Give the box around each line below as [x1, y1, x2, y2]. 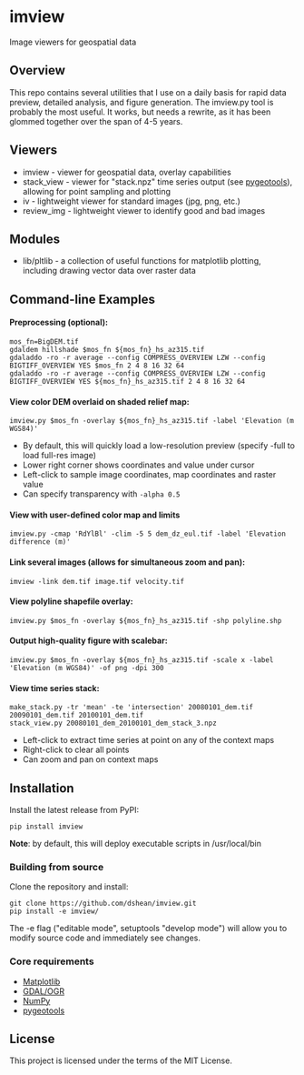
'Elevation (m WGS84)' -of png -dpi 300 [9, 663, 165, 672]
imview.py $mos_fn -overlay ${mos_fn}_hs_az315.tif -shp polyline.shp [9, 616, 282, 625]
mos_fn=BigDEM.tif [9, 337, 79, 347]
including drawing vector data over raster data [22, 266, 197, 276]
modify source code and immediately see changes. [9, 932, 201, 943]
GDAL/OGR [22, 985, 65, 997]
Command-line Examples [9, 291, 156, 306]
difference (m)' [9, 537, 71, 547]
